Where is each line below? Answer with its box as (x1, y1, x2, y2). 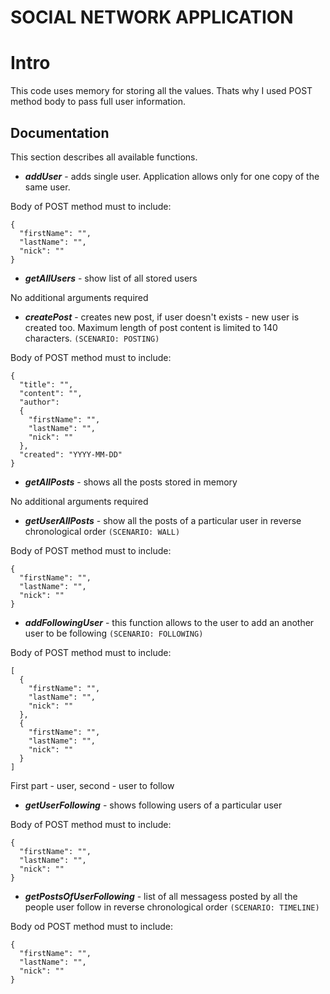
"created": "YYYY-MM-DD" (19, 449, 123, 460)
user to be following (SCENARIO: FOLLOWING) (24, 627, 204, 639)
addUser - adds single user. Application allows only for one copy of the (24, 170, 320, 182)
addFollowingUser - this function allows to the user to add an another (24, 616, 315, 628)
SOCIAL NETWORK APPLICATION (10, 6, 294, 29)
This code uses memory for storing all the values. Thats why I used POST (10, 85, 313, 97)
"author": (19, 397, 60, 407)
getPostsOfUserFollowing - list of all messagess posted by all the (24, 890, 298, 902)
